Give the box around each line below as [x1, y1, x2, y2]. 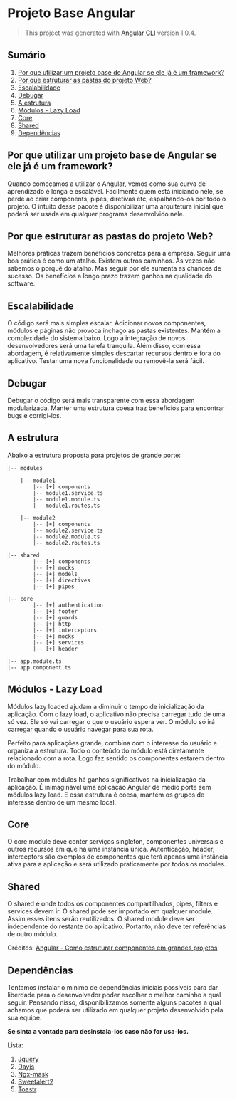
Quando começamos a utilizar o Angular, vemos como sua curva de [7, 179, 206, 188]
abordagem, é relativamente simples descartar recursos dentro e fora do [7, 349, 221, 357]
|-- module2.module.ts [33, 533, 100, 540]
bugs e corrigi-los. [7, 412, 62, 419]
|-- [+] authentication [33, 602, 103, 609]
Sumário [7, 49, 46, 61]
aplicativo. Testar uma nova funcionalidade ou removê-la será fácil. [7, 357, 205, 365]
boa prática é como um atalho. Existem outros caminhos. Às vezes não [7, 256, 216, 265]
